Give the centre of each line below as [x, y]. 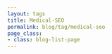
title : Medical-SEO [36, 20]
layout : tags [26, 14]
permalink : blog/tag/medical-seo [56, 27]
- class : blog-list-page [44, 40]
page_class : [25, 33]
